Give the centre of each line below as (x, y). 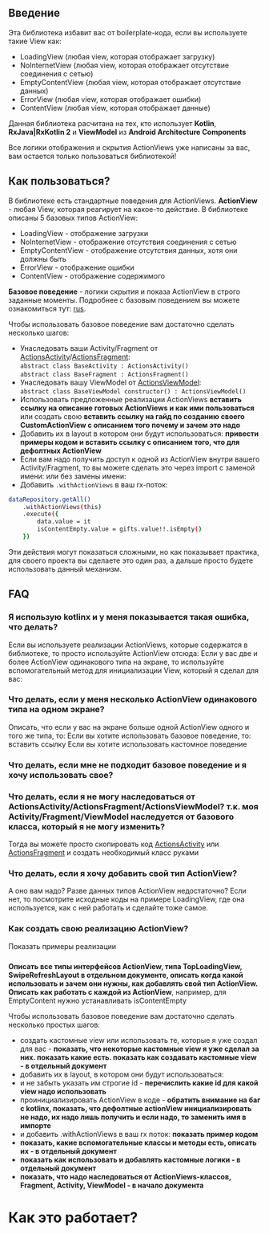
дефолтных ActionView (60, 450)
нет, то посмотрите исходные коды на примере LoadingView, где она (126, 899)
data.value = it (64, 522)
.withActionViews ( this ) (62, 507)
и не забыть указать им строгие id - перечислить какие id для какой (139, 1082)
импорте (36, 1125)
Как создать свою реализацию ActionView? (98, 929)
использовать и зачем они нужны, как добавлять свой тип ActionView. (133, 984)
